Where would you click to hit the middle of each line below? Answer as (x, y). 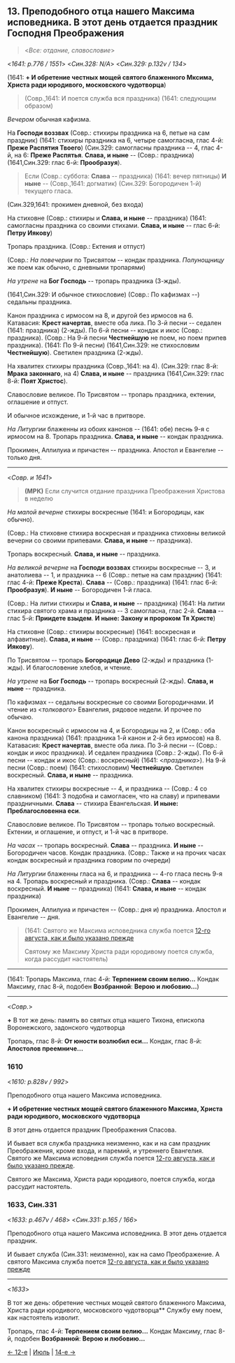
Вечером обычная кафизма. (49, 119)
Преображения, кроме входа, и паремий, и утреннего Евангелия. (106, 1151)
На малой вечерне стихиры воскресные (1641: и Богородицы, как (106, 512)
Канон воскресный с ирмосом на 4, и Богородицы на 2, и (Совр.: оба (111, 730)
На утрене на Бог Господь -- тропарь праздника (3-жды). (94, 281)
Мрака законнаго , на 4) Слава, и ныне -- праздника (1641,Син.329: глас (116, 373)
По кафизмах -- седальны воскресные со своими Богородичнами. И (111, 702)
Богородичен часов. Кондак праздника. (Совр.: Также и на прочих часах (116, 853)
